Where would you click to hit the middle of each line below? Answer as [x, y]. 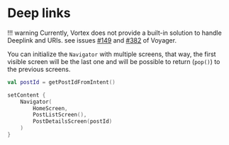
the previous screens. [39, 69]
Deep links [39, 13]
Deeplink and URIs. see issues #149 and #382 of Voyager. [92, 40]
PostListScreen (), [60, 115]
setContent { [27, 95]
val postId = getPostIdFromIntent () [61, 82]
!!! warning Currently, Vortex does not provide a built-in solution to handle [114, 33]
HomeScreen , [51, 108]
